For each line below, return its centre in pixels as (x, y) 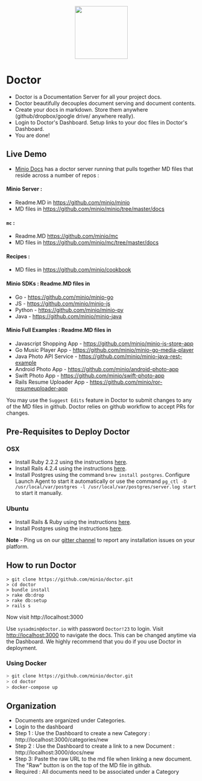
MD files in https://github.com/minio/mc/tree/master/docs (87, 243)
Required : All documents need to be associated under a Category (97, 772)
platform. (17, 546)
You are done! (32, 135)
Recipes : (18, 256)
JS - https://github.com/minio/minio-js (62, 303)
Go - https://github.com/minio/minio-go (64, 297)
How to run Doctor (41, 565)
